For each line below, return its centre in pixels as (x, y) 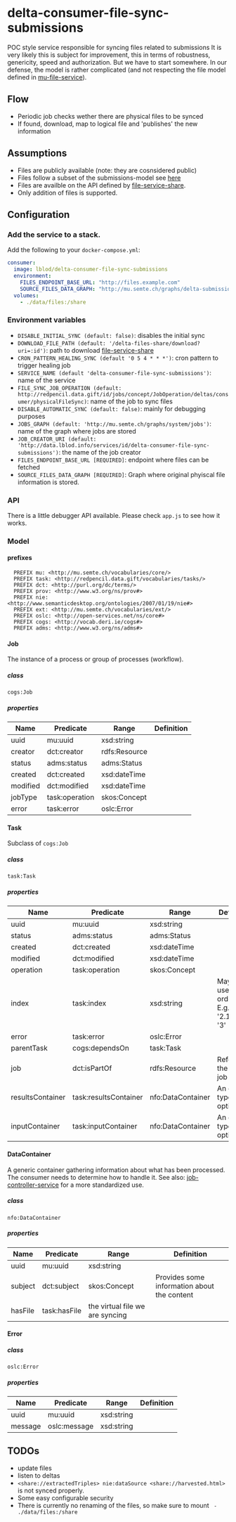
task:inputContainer (105, 1126)
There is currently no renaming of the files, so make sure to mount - (117, 1505)
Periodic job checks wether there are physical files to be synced (110, 116)
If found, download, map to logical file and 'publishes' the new (107, 124)
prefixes (20, 558)
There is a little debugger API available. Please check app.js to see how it (114, 515)
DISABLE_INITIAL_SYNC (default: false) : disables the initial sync (111, 335)
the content (175, 1294)
